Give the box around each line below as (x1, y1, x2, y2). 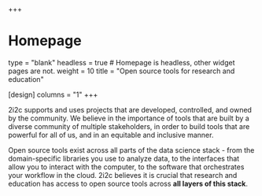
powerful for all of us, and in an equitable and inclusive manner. (8, 130, 214, 139)
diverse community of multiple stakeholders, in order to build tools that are (8, 121, 250, 131)
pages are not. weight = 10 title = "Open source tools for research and (8, 66, 235, 76)
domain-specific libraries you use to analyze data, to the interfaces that (8, 153, 240, 163)
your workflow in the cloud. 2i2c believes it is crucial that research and (8, 170, 238, 179)
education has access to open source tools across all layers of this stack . (8, 179, 249, 188)
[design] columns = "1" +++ (8, 90, 98, 99)
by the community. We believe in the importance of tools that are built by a (8, 113, 249, 123)
